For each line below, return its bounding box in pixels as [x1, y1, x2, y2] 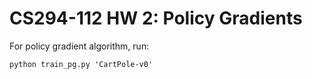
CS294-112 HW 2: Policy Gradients [9, 7, 303, 30]
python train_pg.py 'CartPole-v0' [9, 59, 154, 69]
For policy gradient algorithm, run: [9, 40, 150, 52]
